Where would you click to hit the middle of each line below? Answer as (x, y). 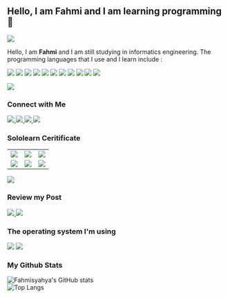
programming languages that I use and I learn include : (85, 59)
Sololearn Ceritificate (44, 138)
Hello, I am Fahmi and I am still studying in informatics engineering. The (109, 52)
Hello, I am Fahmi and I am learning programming (115, 11)
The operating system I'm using (61, 231)
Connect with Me (37, 104)
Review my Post (35, 198)
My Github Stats (35, 265)
